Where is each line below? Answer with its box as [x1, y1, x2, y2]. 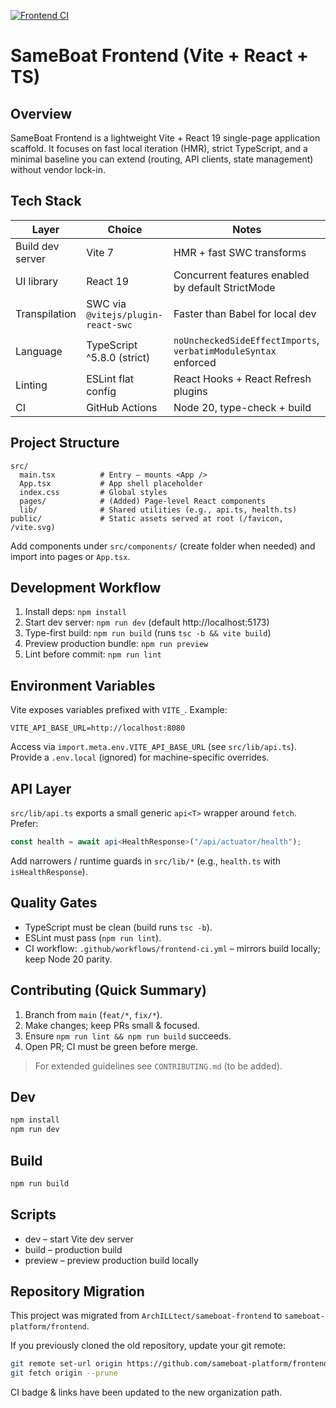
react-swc [86, 319, 133, 330]
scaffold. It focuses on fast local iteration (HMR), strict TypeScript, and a [10, 143, 308, 154]
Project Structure [10, 435, 120, 452]
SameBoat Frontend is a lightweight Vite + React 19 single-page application [10, 132, 321, 144]
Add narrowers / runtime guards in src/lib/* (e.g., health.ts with [10, 855, 282, 867]
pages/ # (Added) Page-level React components [19, 496, 267, 506]
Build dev [15, 239, 60, 253]
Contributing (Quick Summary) [10, 982, 207, 999]
